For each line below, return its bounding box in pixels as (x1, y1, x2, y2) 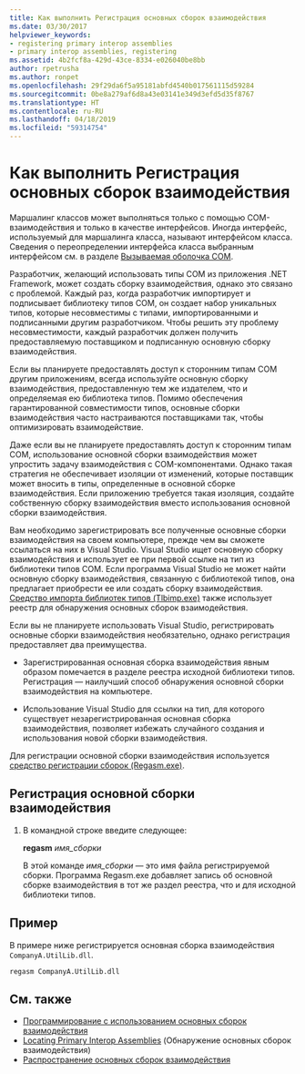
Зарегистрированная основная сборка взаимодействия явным (22, 657, 269, 668)
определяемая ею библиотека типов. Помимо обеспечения (9, 393, 243, 404)
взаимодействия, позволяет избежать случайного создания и (22, 722, 265, 733)
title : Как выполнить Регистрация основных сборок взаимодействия (9, 13, 267, 23)
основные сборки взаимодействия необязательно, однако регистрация (9, 629, 290, 640)
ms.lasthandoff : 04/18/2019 (9, 115, 117, 124)
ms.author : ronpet (9, 73, 79, 82)
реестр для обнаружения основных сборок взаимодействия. (9, 602, 249, 613)
